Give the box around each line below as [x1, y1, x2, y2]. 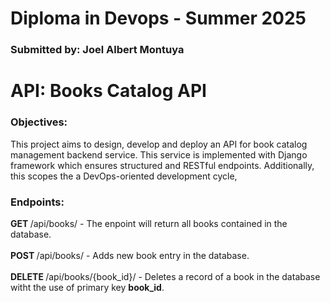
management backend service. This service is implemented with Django [10, 148, 308, 161]
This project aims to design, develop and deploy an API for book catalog [10, 138, 308, 150]
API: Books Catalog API [10, 80, 207, 102]
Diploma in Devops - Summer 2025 [10, 7, 307, 30]
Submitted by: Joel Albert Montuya [10, 43, 185, 57]
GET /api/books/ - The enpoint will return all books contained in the [10, 217, 288, 229]
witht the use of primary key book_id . [10, 281, 165, 293]
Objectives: [10, 115, 68, 129]
